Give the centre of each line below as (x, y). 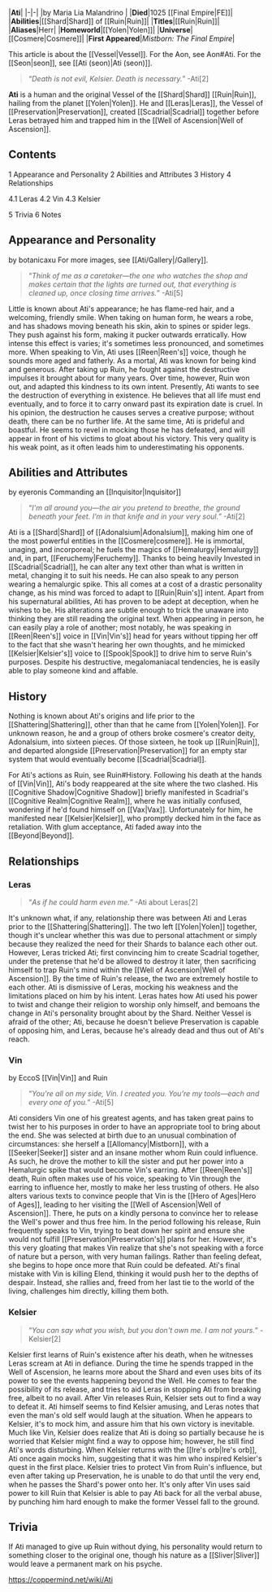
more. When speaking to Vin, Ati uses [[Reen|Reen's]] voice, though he (127, 352)
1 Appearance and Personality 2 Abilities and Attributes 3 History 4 (120, 174)
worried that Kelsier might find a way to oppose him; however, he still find (131, 1441)
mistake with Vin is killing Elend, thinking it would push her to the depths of (134, 1274)
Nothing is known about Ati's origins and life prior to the (101, 716)
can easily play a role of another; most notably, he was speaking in (120, 628)
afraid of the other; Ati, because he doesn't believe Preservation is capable (134, 1021)
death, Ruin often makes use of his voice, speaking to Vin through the (125, 1179)
